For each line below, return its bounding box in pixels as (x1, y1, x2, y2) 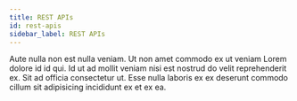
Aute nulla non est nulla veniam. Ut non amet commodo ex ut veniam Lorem (9, 54, 287, 65)
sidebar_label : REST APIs (9, 29, 105, 38)
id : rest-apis (9, 21, 62, 30)
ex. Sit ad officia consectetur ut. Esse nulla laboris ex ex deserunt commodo (9, 73, 288, 83)
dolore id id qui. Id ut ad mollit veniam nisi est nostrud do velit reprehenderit (9, 63, 287, 74)
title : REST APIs (9, 12, 74, 22)
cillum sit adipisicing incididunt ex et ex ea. (9, 82, 167, 93)
